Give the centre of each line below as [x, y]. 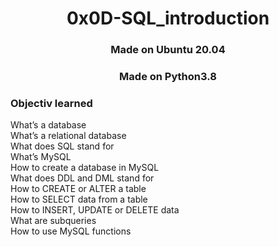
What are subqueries [53, 221]
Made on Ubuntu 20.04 [168, 50]
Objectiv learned [51, 103]
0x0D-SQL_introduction [168, 18]
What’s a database [48, 125]
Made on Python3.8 [168, 77]
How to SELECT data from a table [79, 199]
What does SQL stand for [62, 146]
